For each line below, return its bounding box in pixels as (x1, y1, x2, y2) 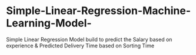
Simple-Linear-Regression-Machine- (6, 4, 191, 18)
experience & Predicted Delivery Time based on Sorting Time (6, 42, 155, 49)
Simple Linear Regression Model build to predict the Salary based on (6, 36, 172, 43)
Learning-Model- (6, 16, 92, 30)
